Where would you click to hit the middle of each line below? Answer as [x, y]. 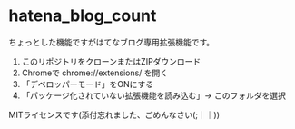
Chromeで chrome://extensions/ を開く [95, 73]
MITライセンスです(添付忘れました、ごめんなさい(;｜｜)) [114, 114]
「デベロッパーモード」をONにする [88, 84]
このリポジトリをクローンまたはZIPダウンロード [111, 61]
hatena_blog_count [83, 16]
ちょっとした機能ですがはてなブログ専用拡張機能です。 [112, 42]
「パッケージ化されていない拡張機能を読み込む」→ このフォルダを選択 [154, 95]
